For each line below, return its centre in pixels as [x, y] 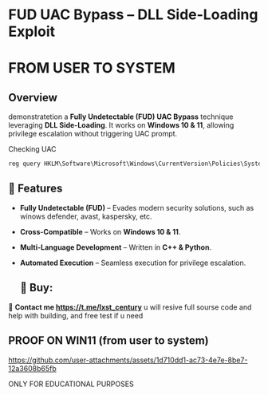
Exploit [32, 32]
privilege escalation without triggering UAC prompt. [93, 134]
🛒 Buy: [36, 288]
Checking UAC [33, 149]
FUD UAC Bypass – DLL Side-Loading [133, 15]
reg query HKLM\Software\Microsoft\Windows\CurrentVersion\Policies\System [137, 164]
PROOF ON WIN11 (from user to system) [108, 341]
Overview [33, 97]
